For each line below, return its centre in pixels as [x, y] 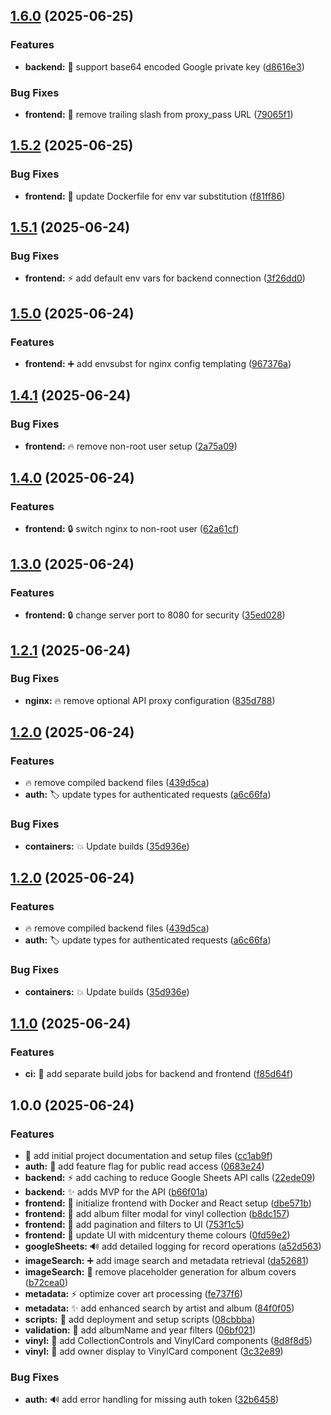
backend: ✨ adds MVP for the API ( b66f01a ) [116, 1192]
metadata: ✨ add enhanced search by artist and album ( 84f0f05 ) [159, 1308]
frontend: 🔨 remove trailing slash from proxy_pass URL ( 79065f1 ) [159, 114]
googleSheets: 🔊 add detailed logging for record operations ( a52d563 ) [173, 1246]
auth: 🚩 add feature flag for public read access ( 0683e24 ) [144, 1166]
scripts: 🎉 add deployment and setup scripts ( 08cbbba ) [140, 1320]
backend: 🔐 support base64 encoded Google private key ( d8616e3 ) [164, 66]
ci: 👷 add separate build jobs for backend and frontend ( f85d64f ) [159, 1074]
